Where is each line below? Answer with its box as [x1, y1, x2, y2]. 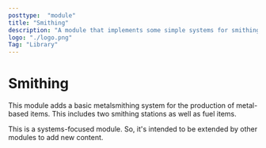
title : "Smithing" [8, 19, 69, 27]
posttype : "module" [8, 11, 77, 20]
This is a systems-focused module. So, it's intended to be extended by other [8, 124, 258, 134]
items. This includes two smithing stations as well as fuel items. [30, 109, 237, 119]
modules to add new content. [8, 133, 104, 142]
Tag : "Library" [8, 41, 59, 49]
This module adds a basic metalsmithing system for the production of [8, 101, 235, 110]
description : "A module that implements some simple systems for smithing [8, 26, 260, 34]
